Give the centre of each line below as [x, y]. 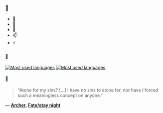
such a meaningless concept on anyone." [60, 95]
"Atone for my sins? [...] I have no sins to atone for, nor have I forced [88, 90]
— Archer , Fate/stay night [33, 105]
